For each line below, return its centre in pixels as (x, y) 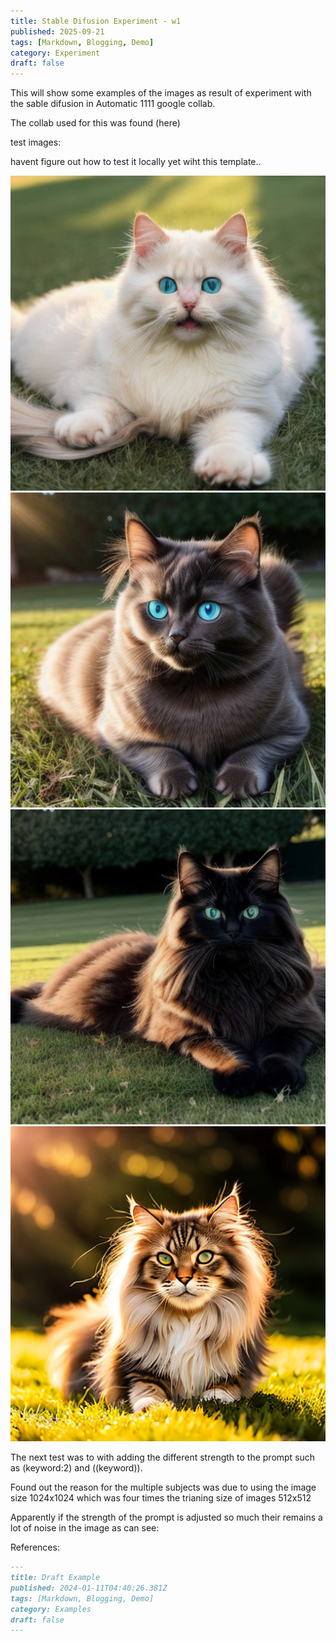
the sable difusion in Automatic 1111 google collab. (113, 104)
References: (35, 1547)
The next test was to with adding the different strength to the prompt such (163, 1457)
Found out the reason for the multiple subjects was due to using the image (163, 1487)
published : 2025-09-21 (57, 31)
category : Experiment (55, 53)
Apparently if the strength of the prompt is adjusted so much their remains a (166, 1517)
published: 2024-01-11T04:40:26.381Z (89, 1588)
